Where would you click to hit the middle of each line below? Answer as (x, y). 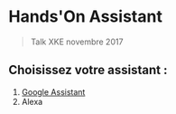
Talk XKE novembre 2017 (77, 42)
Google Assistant (53, 91)
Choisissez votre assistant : (88, 70)
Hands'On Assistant (86, 17)
